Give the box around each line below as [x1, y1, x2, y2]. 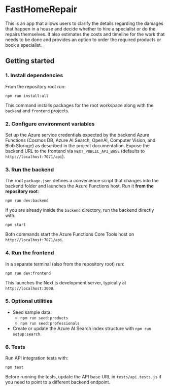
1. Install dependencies [5, 72, 63, 79]
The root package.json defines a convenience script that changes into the [5, 178, 159, 184]
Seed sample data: [12, 309, 52, 315]
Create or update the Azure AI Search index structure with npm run [12, 325, 151, 331]
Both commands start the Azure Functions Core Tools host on [5, 231, 134, 237]
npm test [5, 365, 24, 370]
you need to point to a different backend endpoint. [5, 379, 111, 385]
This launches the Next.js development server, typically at [5, 279, 126, 285]
